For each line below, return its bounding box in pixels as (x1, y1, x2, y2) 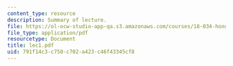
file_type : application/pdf (7, 29, 89, 36)
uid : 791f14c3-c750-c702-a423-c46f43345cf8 (7, 49, 135, 56)
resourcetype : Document (7, 36, 76, 43)
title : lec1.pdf (7, 42, 54, 49)
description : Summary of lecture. (7, 16, 107, 23)
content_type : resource (7, 10, 76, 17)
